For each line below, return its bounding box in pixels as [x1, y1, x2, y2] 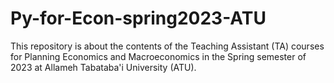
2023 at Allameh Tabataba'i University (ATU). [10, 61, 197, 73]
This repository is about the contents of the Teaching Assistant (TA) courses [10, 40, 325, 52]
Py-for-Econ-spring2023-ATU [10, 7, 267, 30]
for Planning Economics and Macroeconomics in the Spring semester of [10, 50, 307, 62]
